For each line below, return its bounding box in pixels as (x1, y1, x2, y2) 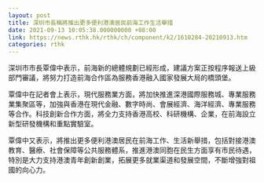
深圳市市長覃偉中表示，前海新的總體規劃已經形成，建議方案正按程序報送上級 (8, 64, 256, 73)
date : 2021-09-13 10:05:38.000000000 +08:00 (8, 26, 156, 34)
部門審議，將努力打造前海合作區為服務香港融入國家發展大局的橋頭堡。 (8, 73, 236, 82)
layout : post (8, 11, 51, 20)
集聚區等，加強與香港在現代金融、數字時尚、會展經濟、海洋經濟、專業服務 (14, 100, 256, 109)
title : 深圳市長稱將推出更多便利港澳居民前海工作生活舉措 (8, 19, 174, 27)
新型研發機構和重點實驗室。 (8, 119, 98, 129)
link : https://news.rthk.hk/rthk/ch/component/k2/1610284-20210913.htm (8, 33, 247, 42)
